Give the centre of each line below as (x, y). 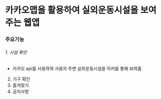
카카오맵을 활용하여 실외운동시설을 (72, 10)
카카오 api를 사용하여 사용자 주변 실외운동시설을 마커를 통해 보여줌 (77, 69)
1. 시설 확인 (16, 52)
